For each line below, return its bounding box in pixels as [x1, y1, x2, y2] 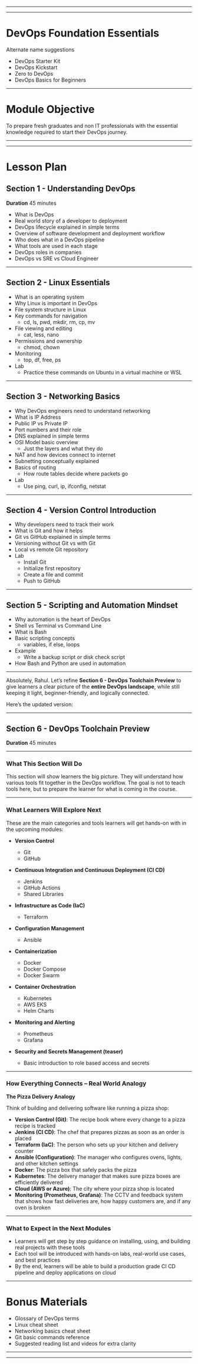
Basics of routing [14, 464, 56, 471]
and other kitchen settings [14, 1160, 78, 1167]
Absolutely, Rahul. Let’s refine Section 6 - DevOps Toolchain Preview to [6, 677, 181, 684]
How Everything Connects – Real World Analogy [6, 1079, 147, 1088]
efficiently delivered [14, 1178, 63, 1186]
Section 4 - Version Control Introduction [6, 505, 157, 515]
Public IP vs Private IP [14, 419, 68, 426]
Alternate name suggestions [6, 46, 75, 53]
